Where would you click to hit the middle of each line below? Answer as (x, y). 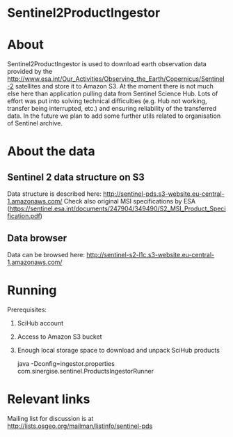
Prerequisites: (27, 309)
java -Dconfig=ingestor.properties (66, 363)
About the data (51, 152)
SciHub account (40, 323)
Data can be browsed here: (46, 254)
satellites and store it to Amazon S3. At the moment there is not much (114, 86)
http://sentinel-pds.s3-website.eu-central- (164, 194)
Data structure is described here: (55, 194)
